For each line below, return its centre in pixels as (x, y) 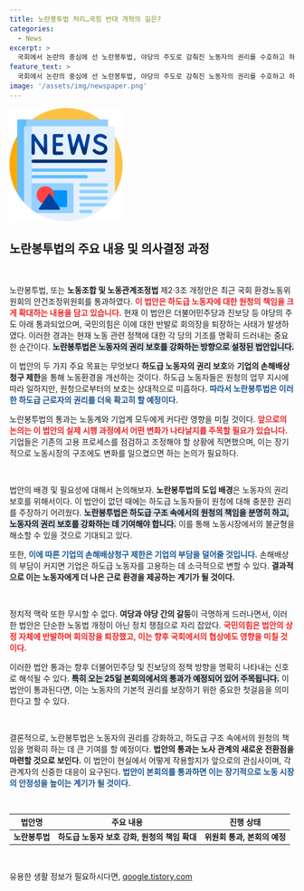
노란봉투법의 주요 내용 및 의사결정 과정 (109, 249)
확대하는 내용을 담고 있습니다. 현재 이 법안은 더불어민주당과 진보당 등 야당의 (151, 312)
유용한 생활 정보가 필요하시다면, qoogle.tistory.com (101, 876)
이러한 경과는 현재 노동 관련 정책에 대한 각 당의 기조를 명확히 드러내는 (150, 335)
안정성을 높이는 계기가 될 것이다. (75, 782)
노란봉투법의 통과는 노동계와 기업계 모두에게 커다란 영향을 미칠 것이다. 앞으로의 (148, 419)
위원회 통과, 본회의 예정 (245, 837)
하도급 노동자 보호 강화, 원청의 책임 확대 (127, 837)
